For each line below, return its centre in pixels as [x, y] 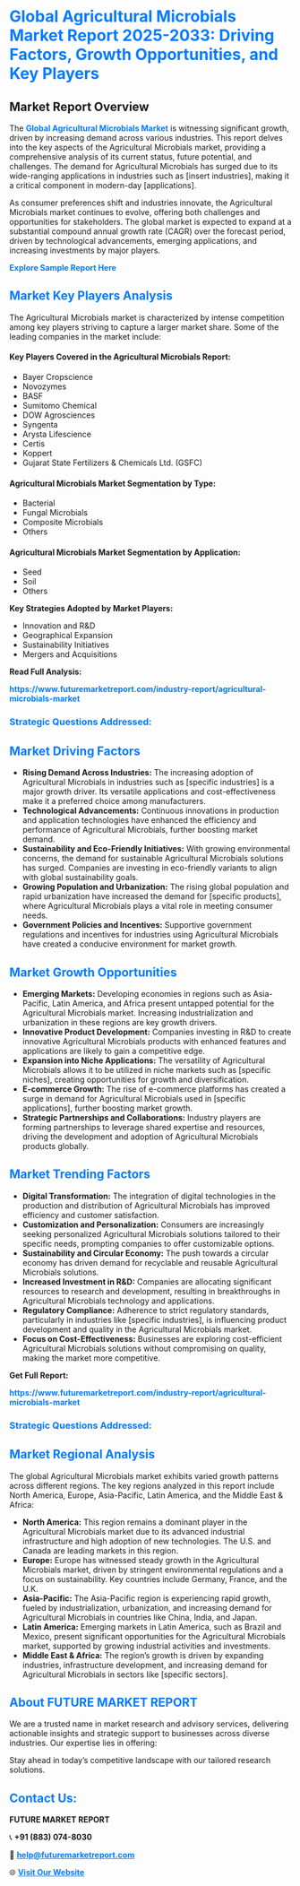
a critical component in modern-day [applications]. [103, 185]
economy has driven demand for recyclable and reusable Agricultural [150, 1262]
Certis [34, 444]
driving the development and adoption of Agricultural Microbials [140, 1137]
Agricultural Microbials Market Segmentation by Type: [113, 483]
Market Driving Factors [75, 751]
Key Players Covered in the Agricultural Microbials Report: [120, 357]
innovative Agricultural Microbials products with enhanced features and [154, 1041]
